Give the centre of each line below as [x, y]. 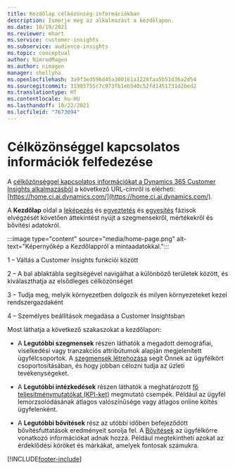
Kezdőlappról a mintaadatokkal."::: [120, 246]
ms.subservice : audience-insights [58, 47]
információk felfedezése [80, 162]
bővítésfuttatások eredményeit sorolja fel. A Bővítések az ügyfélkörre [118, 430]
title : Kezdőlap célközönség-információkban [74, 14]
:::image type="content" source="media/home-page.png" [91, 239]
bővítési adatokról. [34, 225]
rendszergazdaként [35, 302]
